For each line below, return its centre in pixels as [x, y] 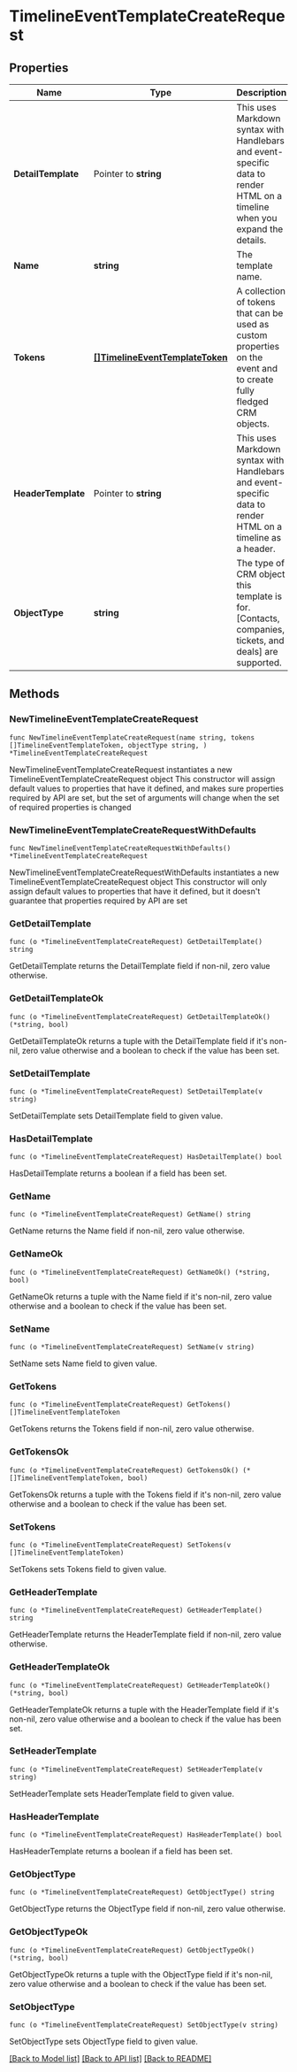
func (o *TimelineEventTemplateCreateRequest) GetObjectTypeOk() [132, 1950]
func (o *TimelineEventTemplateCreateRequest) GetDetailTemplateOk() [140, 1017]
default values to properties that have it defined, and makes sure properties [147, 788]
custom [252, 335]
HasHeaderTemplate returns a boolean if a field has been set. [121, 1852]
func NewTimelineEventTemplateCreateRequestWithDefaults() [120, 848]
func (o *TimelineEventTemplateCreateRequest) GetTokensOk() [124, 1470]
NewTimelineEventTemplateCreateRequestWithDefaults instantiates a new [145, 872]
